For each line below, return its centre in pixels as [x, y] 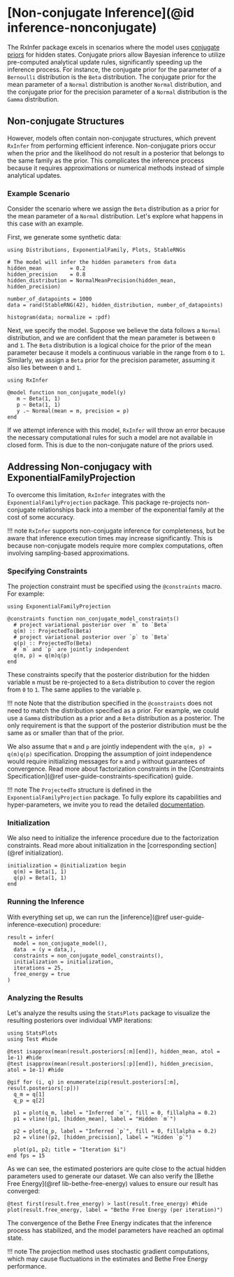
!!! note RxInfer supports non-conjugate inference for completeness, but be [116, 531]
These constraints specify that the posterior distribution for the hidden [108, 675]
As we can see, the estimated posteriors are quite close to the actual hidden [117, 1169]
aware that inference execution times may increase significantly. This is [110, 538]
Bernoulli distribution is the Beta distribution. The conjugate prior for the [112, 77]
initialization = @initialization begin [67, 866]
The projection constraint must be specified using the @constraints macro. [115, 587]
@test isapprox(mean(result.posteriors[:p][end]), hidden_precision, [111, 1064]
